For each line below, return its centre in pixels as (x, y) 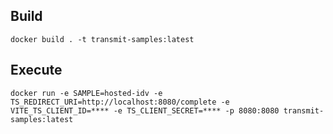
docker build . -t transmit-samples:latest (102, 39)
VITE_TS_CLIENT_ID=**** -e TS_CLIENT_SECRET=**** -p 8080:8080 (145, 110)
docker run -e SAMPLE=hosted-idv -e (86, 93)
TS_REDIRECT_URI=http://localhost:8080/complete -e (120, 102)
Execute (36, 70)
